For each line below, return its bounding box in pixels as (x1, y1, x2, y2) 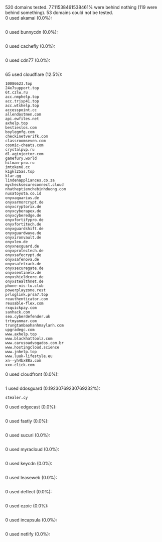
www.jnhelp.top (5, 349, 37, 354)
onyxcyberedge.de (5, 213, 42, 218)
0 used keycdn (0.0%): (5, 461, 53, 466)
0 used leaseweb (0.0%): (5, 475, 57, 480)
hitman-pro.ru (5, 160, 35, 165)
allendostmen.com (5, 112, 42, 117)
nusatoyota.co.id (5, 191, 42, 196)
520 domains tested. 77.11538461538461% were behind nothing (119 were (5, 5, 157, 10)
